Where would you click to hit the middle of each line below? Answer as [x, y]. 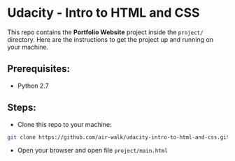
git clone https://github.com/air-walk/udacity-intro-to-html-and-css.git [119, 137]
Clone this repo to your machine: [64, 124]
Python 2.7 [33, 86]
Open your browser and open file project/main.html [92, 151]
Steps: [22, 108]
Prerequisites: [38, 69]
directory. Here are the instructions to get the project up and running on [110, 39]
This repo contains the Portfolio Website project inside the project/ [106, 32]
